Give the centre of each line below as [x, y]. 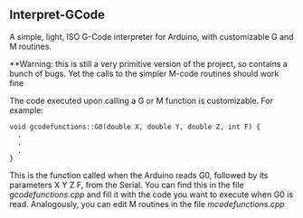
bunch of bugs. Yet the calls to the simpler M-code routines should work [144, 73]
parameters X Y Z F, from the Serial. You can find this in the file [127, 185]
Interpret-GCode [57, 15]
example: [26, 110]
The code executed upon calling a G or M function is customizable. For [142, 100]
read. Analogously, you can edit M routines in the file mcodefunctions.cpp [147, 204]
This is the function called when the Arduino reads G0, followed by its [139, 175]
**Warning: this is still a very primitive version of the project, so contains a [148, 63]
